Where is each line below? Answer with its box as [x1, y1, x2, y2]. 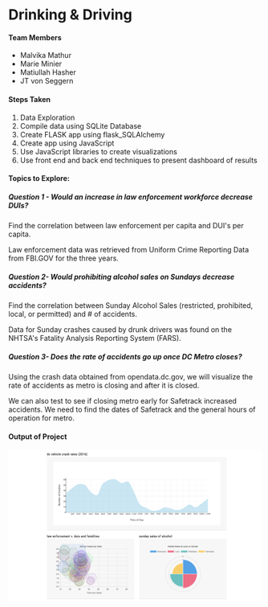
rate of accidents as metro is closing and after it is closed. [8, 380, 200, 391]
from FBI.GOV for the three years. [8, 253, 119, 263]
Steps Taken [8, 94, 51, 104]
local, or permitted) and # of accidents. [8, 310, 138, 319]
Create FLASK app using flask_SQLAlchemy [19, 129, 165, 139]
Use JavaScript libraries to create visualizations [19, 146, 178, 156]
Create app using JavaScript [19, 138, 115, 148]
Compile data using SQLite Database [19, 121, 142, 130]
